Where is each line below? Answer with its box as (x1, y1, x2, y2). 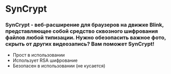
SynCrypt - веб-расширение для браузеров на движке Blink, (5, 21, 164, 29)
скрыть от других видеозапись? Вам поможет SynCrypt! (5, 40, 155, 47)
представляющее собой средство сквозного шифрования (5, 28, 158, 35)
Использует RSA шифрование (12, 57, 78, 64)
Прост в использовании (12, 52, 65, 58)
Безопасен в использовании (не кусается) (12, 63, 106, 69)
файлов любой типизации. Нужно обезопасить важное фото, (5, 34, 166, 41)
